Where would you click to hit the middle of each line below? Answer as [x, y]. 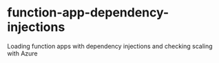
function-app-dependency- [88, 13]
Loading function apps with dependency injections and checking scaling [110, 46]
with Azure [22, 53]
